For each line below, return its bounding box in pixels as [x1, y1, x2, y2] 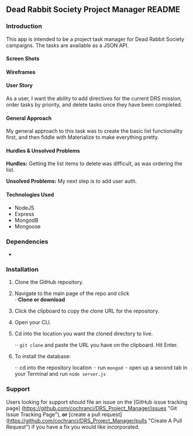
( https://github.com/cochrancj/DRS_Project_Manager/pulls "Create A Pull [6, 417, 182, 424]
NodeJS [14, 204, 35, 211]
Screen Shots [6, 55, 40, 62]
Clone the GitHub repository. [14, 279, 84, 286]
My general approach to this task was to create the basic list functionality [6, 128, 183, 135]
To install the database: [14, 353, 71, 360]
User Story [6, 82, 33, 89]
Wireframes [6, 68, 36, 75]
